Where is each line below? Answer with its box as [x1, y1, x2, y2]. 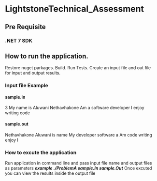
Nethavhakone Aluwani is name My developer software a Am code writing [5, 132, 152, 137]
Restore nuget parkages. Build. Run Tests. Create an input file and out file [5, 65, 151, 71]
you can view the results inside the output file [5, 170, 96, 176]
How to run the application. [5, 52, 88, 60]
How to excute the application [5, 149, 77, 156]
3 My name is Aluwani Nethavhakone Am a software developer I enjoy [5, 105, 144, 111]
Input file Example [5, 82, 48, 89]
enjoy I [5, 137, 18, 143]
